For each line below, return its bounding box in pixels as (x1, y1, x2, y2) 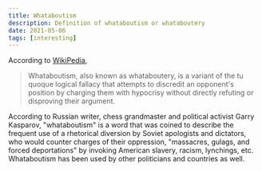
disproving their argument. (27, 96, 116, 106)
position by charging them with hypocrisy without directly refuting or (27, 88, 254, 98)
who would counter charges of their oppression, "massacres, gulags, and (8, 137, 250, 147)
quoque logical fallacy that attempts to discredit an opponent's (27, 80, 234, 89)
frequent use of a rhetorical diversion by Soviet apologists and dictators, (8, 129, 247, 138)
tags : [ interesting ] (8, 33, 77, 42)
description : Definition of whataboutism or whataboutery (8, 19, 205, 27)
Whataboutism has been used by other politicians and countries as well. (8, 154, 245, 164)
